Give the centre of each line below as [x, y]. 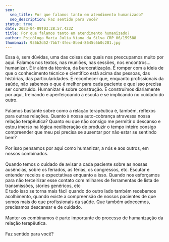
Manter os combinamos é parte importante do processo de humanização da [84, 218]
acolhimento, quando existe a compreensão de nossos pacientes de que [81, 196]
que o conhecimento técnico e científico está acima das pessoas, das [78, 73]
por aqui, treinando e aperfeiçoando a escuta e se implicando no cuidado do [85, 94]
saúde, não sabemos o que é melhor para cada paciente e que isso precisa [83, 84]
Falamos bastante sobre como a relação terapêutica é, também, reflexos [80, 110]
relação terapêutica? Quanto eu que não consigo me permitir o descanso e [83, 121]
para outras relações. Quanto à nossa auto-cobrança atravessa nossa [78, 116]
